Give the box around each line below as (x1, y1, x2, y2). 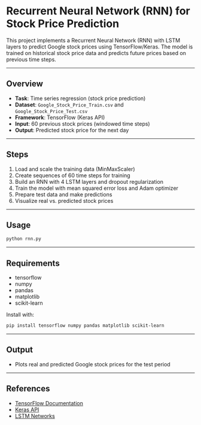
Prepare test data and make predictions (14, 190, 112, 198)
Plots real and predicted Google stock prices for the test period (14, 360, 170, 368)
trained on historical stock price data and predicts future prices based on (6, 49, 187, 56)
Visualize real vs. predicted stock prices (14, 197, 114, 204)
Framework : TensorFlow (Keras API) (14, 114, 105, 121)
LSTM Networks (14, 412, 55, 420)
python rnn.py (6, 236, 42, 242)
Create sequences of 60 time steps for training (14, 172, 130, 179)
